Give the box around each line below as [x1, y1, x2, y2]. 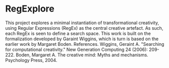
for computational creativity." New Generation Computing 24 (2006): [5, 46, 148, 52]
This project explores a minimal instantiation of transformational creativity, [5, 20, 159, 26]
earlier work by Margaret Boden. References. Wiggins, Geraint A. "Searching [5, 41, 164, 47]
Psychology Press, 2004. [5, 57, 58, 63]
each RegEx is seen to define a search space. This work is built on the [5, 30, 151, 36]
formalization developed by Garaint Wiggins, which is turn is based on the [5, 36, 159, 42]
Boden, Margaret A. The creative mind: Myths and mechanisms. [16, 51, 149, 58]
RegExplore [5, 3, 54, 15]
